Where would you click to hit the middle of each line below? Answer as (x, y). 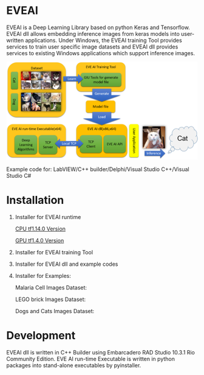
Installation (35, 200)
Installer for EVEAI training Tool (54, 252)
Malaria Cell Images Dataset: (51, 288)
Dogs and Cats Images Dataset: (55, 311)
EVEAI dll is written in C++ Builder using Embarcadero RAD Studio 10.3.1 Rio (101, 352)
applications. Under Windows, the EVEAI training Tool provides (104, 40)
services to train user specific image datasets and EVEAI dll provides (92, 47)
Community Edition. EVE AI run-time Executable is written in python (90, 359)
